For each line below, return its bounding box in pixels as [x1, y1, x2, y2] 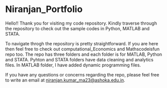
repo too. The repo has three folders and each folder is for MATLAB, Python [5, 51, 162, 57]
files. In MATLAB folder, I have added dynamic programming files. [5, 62, 141, 68]
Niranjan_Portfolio [5, 4, 83, 15]
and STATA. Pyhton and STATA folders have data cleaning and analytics [5, 56, 153, 62]
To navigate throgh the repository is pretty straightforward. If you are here [5, 40, 158, 46]
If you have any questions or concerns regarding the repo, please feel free [5, 71, 159, 77]
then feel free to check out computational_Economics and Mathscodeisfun [5, 46, 160, 52]
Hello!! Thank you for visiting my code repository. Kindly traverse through [5, 20, 157, 26]
